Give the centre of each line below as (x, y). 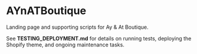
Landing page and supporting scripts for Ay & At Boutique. (77, 27)
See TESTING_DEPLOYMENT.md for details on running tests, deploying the (99, 38)
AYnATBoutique (46, 11)
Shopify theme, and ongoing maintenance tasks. (65, 45)
